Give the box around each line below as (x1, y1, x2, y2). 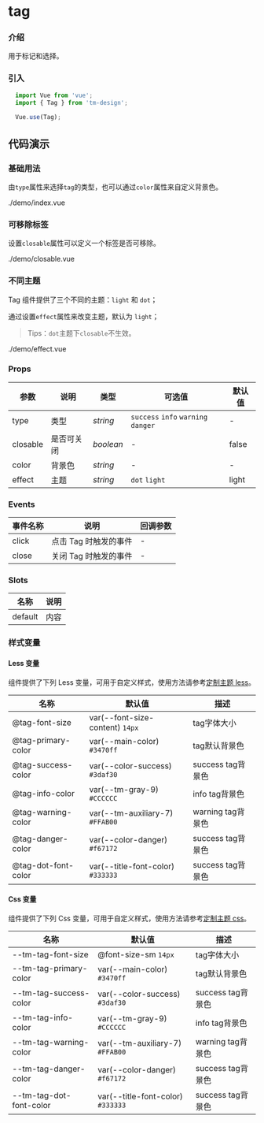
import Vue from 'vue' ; (15, 91, 93, 99)
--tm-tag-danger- (12, 1063, 86, 1074)
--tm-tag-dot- (12, 1090, 71, 1101)
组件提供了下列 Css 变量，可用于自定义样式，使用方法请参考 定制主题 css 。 (8, 913, 251, 923)
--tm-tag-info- (12, 1012, 73, 1023)
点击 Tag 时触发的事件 (51, 536, 133, 547)
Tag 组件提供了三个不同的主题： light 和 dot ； (8, 295, 158, 304)
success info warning (130, 412, 208, 422)
